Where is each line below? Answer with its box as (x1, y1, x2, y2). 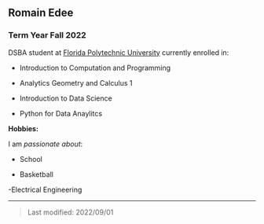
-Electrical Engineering (8, 185, 82, 194)
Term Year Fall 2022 (8, 30, 86, 41)
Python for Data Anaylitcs (19, 108, 103, 118)
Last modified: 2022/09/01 (27, 207, 114, 217)
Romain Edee (8, 6, 74, 20)
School (19, 154, 43, 163)
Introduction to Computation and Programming (19, 63, 171, 72)
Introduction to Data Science (19, 94, 112, 103)
